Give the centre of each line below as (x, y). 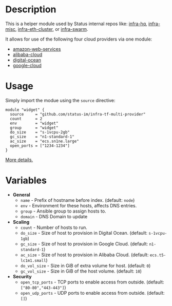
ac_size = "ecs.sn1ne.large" (45, 141)
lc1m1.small (33, 260)
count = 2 (26, 119)
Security (22, 276)
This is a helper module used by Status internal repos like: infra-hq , (76, 24)
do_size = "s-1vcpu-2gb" (40, 132)
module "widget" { (25, 110)
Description (31, 9)
